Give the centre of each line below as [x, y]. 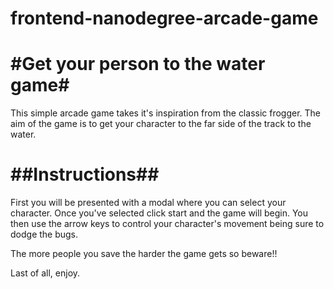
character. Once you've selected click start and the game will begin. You [159, 213]
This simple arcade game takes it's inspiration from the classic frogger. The [166, 113]
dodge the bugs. [44, 234]
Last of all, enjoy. [45, 273]
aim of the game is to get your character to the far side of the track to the [161, 124]
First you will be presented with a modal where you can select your [148, 203]
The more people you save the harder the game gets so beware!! [144, 254]
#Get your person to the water [138, 64]
